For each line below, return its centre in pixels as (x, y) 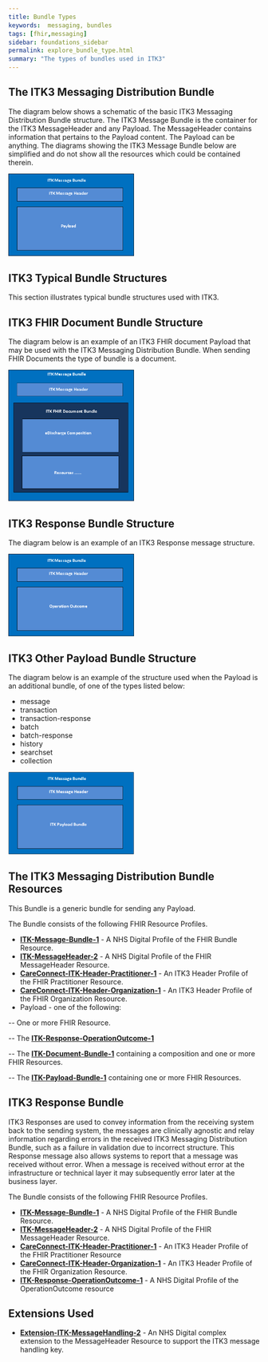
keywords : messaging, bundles (60, 25)
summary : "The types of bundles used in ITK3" (87, 59)
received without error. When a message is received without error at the (126, 1164)
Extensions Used (51, 1314)
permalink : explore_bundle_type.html (71, 51)
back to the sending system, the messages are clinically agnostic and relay (132, 1130)
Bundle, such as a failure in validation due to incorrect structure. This (122, 1147)
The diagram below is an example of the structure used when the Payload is (133, 678)
